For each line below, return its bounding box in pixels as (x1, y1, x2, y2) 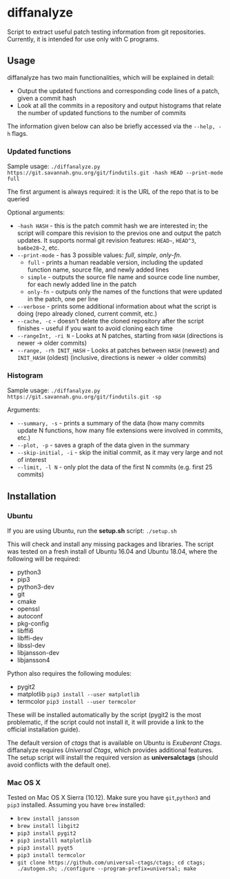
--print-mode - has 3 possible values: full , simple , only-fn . (17, 251, 182, 259)
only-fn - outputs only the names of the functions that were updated (27, 287, 222, 296)
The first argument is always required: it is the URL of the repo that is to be (7, 188, 219, 196)
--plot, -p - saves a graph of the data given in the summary (17, 441, 190, 449)
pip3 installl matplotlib (17, 838, 92, 845)
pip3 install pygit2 (17, 830, 76, 837)
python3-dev (17, 583, 55, 591)
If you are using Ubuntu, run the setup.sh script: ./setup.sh (7, 527, 177, 535)
